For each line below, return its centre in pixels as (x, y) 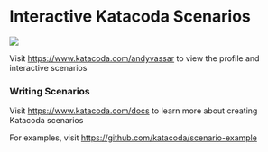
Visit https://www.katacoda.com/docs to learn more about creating (134, 111)
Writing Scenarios (50, 91)
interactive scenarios (48, 67)
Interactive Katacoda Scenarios (130, 17)
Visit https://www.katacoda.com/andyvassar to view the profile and (134, 58)
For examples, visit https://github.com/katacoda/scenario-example (133, 138)
